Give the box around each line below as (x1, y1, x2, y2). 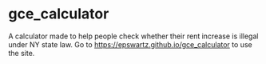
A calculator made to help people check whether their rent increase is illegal (8, 31, 259, 41)
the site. (8, 48, 35, 58)
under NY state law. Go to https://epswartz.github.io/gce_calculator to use (8, 39, 253, 49)
